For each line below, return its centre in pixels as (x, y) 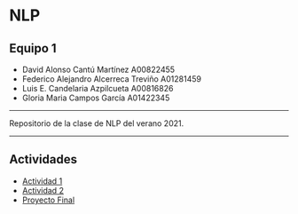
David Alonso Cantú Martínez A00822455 (98, 69)
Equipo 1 (33, 48)
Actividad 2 (43, 190)
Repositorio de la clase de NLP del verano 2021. (97, 123)
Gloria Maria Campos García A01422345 (96, 98)
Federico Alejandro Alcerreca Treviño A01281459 (112, 79)
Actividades (43, 159)
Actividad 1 (42, 181)
